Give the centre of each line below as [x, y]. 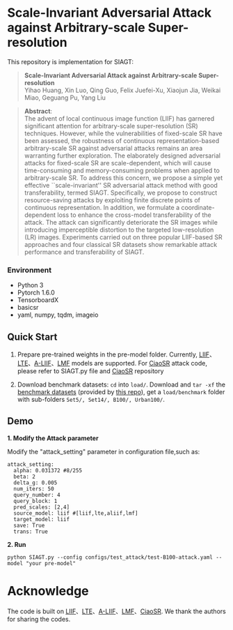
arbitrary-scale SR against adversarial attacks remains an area [113, 148]
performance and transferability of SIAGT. [84, 252]
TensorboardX [38, 300]
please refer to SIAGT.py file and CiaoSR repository [90, 371]
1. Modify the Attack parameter [53, 438]
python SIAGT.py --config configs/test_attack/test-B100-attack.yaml [110, 557]
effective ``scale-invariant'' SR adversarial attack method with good [121, 185]
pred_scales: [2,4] [42, 507]
